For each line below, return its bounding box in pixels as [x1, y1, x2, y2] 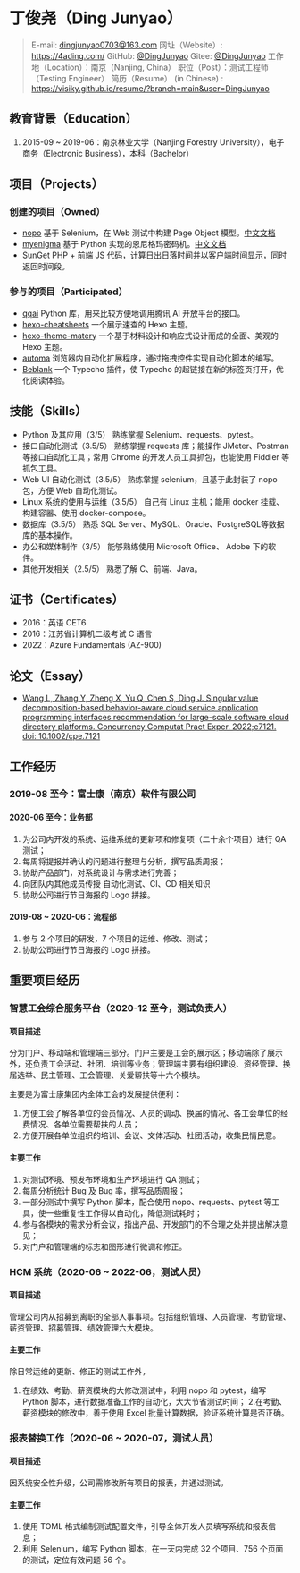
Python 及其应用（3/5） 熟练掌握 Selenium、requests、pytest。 [21, 429, 259, 439]
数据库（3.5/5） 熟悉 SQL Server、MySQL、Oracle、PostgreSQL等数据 [21, 518, 285, 529]
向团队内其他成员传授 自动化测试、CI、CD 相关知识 [21, 878, 211, 889]
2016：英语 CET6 [21, 617, 87, 628]
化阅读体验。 [21, 375, 70, 386]
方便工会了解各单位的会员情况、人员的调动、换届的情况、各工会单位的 [21, 1108, 281, 1118]
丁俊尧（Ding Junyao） [9, 8, 183, 29]
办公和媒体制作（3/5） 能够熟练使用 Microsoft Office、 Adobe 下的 [21, 540, 269, 551]
